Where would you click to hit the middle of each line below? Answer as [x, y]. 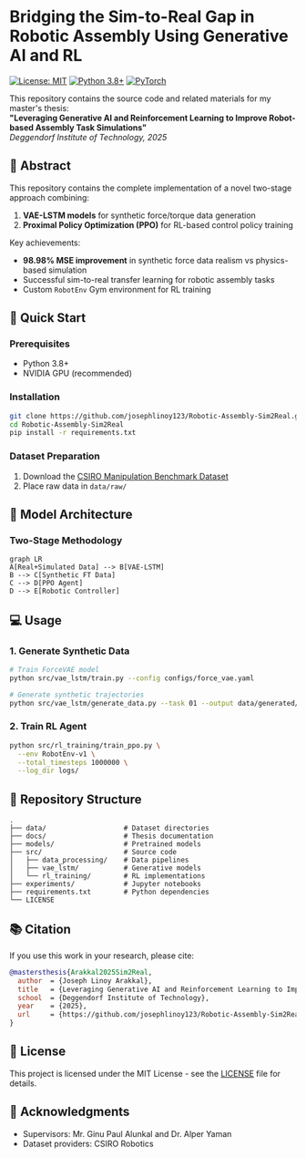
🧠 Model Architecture [71, 515]
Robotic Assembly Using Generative [149, 36]
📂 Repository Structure [76, 799]
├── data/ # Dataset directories [109, 828]
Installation [35, 397]
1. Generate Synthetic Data [70, 651]
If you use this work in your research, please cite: [102, 956]
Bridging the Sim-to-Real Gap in [132, 17]
